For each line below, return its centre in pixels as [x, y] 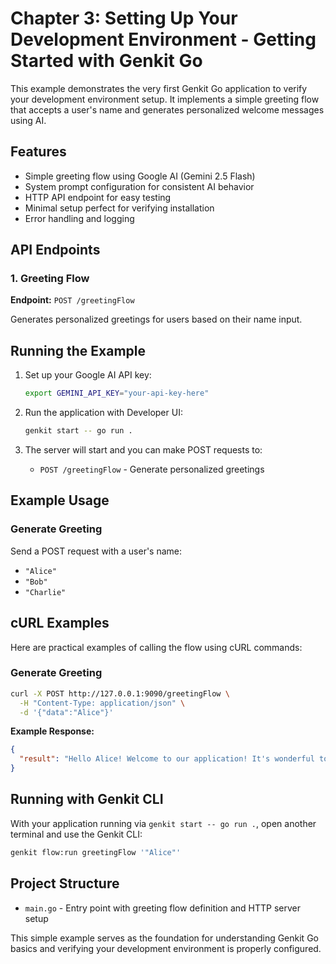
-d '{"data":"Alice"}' [66, 712]
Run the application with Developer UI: [103, 413]
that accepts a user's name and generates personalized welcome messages [167, 109]
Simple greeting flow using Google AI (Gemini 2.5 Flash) [140, 176]
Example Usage [60, 500]
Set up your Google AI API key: [88, 375]
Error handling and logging [79, 218]
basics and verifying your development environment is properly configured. [166, 948]
